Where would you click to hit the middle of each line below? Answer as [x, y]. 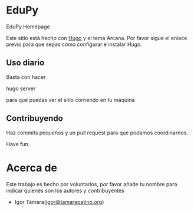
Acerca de [32, 168]
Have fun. [18, 144]
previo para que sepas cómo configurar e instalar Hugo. [74, 44]
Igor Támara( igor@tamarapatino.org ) [59, 202]
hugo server [21, 88]
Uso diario [25, 63]
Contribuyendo [34, 118]
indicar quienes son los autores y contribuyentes [65, 190]
